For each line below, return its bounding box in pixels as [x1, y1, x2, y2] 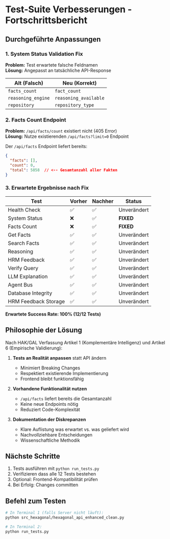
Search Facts [8, 239, 40, 246]
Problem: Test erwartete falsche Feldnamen [5, 61, 98, 68]
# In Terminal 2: [5, 524, 42, 530]
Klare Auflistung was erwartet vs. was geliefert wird [20, 426, 129, 432]
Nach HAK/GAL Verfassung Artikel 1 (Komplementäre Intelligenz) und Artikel [5, 339, 165, 345]
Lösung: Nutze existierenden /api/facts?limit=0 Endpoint [5, 133, 129, 139]
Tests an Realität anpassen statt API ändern [12, 355, 107, 361]
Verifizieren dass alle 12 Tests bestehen [12, 471, 96, 477]
